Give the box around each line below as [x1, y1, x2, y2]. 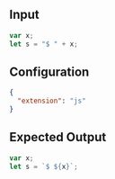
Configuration [9, 64, 90, 79]
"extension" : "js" [17, 96, 87, 106]
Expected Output [9, 130, 107, 145]
